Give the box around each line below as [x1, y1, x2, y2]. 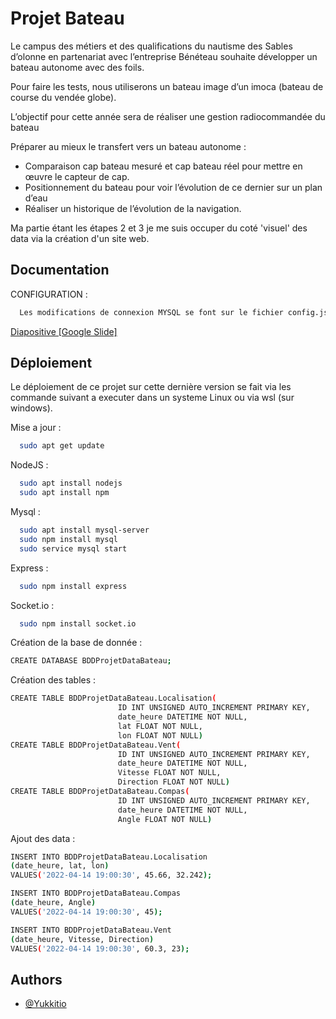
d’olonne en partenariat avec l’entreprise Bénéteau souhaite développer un [10, 50, 318, 62]
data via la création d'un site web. [10, 232, 150, 244]
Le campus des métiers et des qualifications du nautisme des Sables [10, 40, 293, 52]
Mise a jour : [10, 422, 62, 434]
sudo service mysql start [19, 543, 128, 554]
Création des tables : [10, 674, 97, 686]
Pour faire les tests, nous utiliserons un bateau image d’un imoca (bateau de [10, 80, 324, 92]
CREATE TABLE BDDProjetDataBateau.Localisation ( [10, 693, 217, 704]
